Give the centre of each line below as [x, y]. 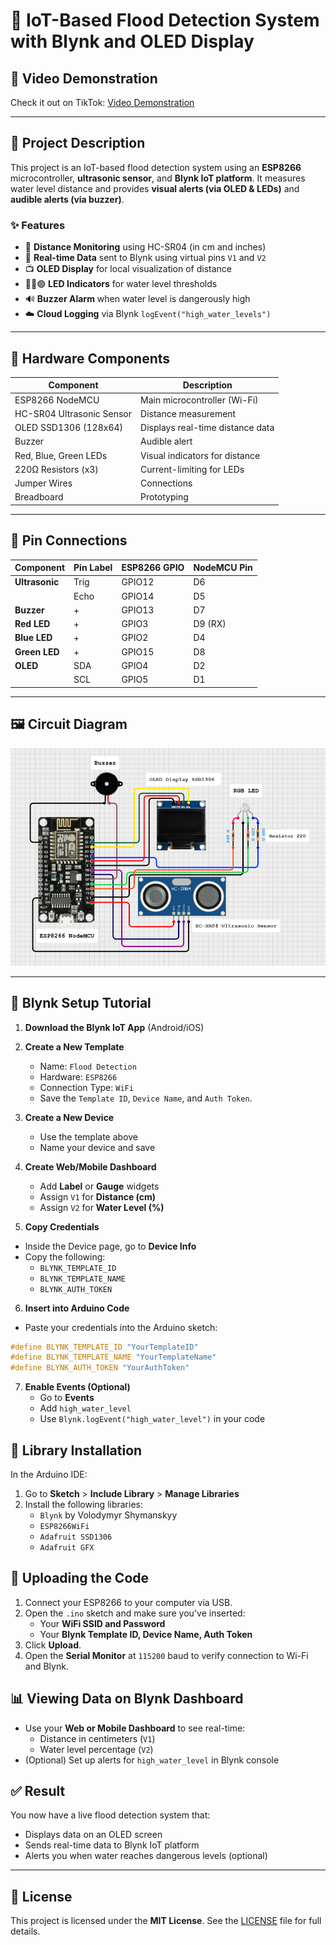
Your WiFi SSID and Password [102, 1623]
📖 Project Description [78, 143]
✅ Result [38, 1791]
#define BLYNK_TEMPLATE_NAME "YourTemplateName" [113, 1357]
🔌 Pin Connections [69, 540]
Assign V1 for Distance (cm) [98, 1196]
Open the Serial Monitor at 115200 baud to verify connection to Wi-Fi [166, 1655]
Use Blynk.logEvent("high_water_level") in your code [152, 1419]
